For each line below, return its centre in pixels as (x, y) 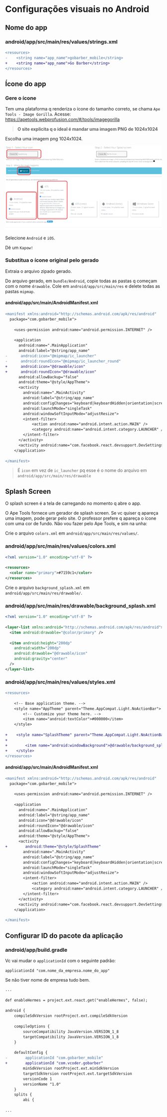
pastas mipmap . (20, 291)
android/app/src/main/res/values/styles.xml (60, 682)
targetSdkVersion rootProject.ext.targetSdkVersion (78, 1074)
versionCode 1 (38, 1079)
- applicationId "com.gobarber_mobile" (54, 1058)
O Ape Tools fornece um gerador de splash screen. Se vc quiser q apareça (82, 513)
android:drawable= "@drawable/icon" (51, 654)
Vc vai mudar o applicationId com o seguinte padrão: (60, 960)
